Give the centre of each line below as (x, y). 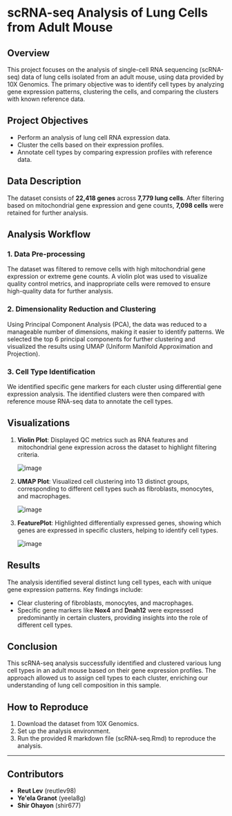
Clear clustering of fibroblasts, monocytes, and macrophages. (105, 603)
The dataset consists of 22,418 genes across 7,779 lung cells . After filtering (116, 198)
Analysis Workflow (49, 234)
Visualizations (39, 423)
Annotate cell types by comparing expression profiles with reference (115, 152)
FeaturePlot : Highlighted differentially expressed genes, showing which (119, 523)
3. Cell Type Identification (51, 372)
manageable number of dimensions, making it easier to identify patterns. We (116, 332)
